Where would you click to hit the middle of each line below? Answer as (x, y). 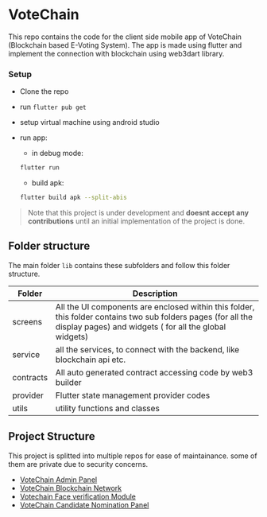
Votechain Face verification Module (78, 496)
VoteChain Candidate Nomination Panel (84, 505)
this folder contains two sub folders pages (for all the (154, 317)
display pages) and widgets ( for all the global (141, 326)
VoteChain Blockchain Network (71, 488)
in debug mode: (57, 154)
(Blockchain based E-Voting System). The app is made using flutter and (125, 45)
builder (68, 382)
